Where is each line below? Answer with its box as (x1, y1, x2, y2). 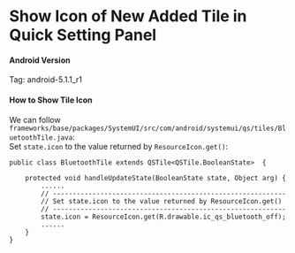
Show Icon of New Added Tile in (9, 6, 247, 27)
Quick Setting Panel (9, 25, 157, 45)
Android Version (9, 55, 71, 65)
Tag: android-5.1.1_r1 (9, 74, 82, 85)
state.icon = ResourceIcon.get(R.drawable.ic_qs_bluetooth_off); (41, 212, 287, 221)
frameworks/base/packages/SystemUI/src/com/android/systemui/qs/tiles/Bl (9, 124, 287, 133)
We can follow (9, 114, 61, 125)
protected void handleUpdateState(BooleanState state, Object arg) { (25, 173, 287, 182)
